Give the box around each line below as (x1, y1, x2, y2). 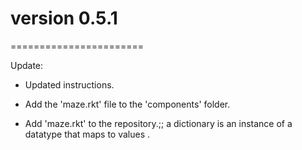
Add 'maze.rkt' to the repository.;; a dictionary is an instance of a (24, 117, 293, 129)
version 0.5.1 (10, 7, 118, 30)
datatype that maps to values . (24, 128, 151, 140)
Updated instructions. (24, 78, 115, 91)
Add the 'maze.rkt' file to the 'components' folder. (24, 98, 231, 110)
